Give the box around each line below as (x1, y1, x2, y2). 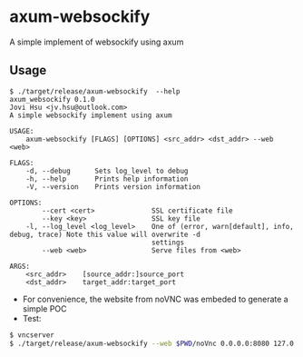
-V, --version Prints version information (25, 182, 201, 192)
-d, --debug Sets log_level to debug (25, 166, 189, 175)
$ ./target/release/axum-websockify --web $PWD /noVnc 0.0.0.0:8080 (9, 339, 270, 348)
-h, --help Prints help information (25, 174, 189, 183)
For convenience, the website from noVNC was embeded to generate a (22, 293, 288, 304)
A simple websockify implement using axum (9, 111, 172, 120)
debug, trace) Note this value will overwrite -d (9, 230, 201, 239)
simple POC (22, 302, 67, 314)
